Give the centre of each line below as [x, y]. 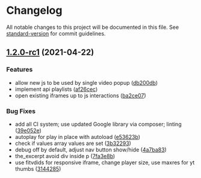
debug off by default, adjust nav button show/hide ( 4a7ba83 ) [91, 149]
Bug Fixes [21, 111]
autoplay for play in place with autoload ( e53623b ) [77, 137]
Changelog [34, 11]
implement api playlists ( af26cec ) [56, 89]
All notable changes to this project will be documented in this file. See [93, 27]
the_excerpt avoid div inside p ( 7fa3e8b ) [65, 156]
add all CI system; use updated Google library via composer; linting [98, 124]
